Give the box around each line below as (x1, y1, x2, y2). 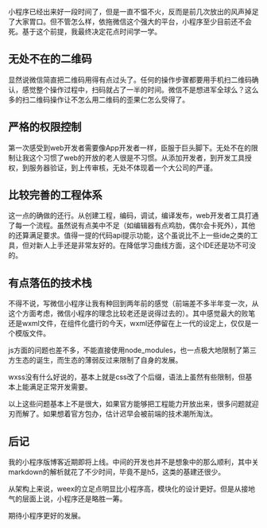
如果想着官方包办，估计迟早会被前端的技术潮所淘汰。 (42, 409, 217, 419)
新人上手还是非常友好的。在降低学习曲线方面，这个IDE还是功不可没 (35, 241, 257, 250)
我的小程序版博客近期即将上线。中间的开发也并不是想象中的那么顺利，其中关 (8, 457, 259, 467)
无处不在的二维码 (8, 52, 92, 66)
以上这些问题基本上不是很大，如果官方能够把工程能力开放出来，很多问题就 (8, 399, 252, 409)
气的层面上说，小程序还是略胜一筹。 (8, 494, 127, 503)
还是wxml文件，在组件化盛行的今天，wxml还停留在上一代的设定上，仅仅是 (8, 319, 252, 328)
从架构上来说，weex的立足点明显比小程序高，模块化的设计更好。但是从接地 (8, 484, 256, 494)
